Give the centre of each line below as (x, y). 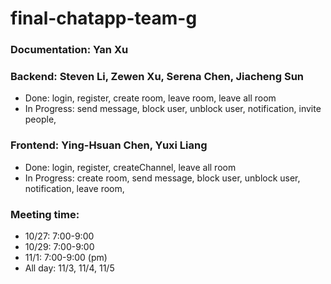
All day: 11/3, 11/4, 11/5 (69, 268)
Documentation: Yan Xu (69, 50)
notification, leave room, (74, 188)
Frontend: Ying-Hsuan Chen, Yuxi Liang (109, 145)
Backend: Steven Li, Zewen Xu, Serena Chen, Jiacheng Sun (157, 77)
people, (40, 119)
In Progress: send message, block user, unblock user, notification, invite (173, 109)
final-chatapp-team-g (104, 18)
